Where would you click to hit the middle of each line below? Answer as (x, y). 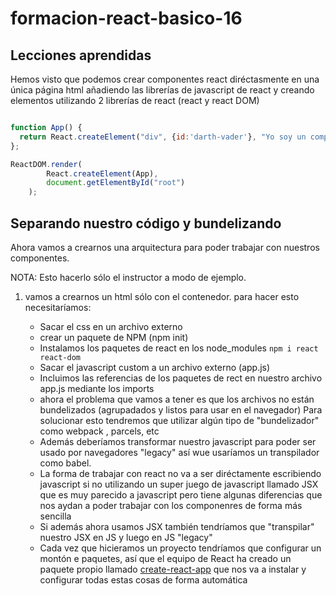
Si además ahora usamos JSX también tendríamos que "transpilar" (177, 526)
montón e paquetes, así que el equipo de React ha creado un (165, 558)
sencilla (55, 516)
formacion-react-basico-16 (126, 18)
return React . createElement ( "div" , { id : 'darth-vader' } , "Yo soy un (163, 137)
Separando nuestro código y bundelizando (146, 223)
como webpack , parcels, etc (99, 431)
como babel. (65, 463)
